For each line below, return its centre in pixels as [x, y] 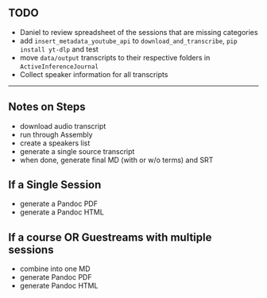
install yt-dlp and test [59, 49]
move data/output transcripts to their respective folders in [115, 57]
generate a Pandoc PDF [58, 204]
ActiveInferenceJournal [59, 67]
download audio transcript [63, 126]
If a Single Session [55, 185]
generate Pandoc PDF [56, 277]
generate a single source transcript [77, 151]
